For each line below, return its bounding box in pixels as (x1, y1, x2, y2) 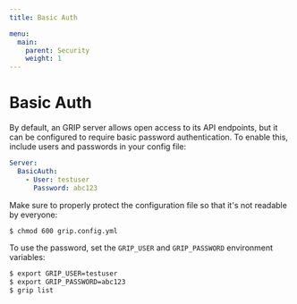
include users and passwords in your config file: (9, 141, 186, 152)
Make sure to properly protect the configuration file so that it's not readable (9, 199, 288, 210)
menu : (9, 29, 30, 38)
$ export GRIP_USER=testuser (9, 269, 118, 278)
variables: (9, 252, 46, 263)
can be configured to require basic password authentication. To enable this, (9, 131, 289, 143)
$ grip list (9, 286, 54, 295)
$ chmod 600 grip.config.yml (9, 226, 118, 235)
